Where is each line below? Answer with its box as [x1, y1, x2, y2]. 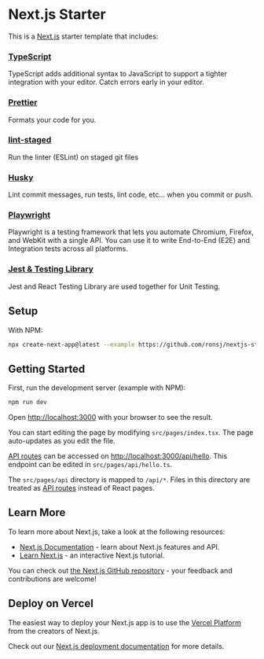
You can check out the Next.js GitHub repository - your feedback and [8, 565, 233, 575]
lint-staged [8, 134, 52, 145]
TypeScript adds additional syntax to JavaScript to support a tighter [8, 69, 228, 79]
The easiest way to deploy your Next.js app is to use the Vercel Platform [8, 617, 242, 627]
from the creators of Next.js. [8, 626, 100, 635]
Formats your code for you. [8, 115, 97, 124]
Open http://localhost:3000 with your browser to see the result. [8, 413, 214, 422]
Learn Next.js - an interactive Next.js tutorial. [19, 550, 165, 560]
